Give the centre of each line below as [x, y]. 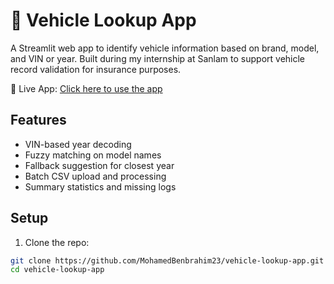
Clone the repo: [57, 242]
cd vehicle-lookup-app [57, 270]
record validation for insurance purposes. [96, 69]
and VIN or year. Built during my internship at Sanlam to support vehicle [158, 58]
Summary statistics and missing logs [100, 186]
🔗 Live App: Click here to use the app [86, 88]
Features [38, 120]
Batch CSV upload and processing [95, 176]
